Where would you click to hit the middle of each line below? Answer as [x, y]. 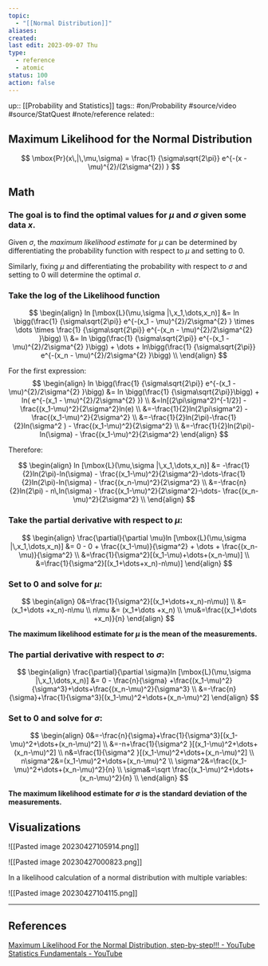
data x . [22, 225]
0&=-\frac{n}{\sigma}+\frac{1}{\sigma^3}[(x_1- [162, 736]
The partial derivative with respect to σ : [87, 655]
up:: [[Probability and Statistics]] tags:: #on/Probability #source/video [122, 106]
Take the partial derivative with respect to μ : [96, 520]
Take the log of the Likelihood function [84, 295]
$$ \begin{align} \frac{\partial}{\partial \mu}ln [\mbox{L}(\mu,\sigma [134, 538]
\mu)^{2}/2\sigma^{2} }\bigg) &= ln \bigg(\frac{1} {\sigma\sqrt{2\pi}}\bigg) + [134, 392]
